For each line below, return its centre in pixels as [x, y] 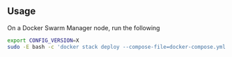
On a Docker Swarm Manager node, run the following [84, 27]
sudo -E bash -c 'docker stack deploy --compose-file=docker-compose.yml [117, 47]
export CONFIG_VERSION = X [43, 41]
